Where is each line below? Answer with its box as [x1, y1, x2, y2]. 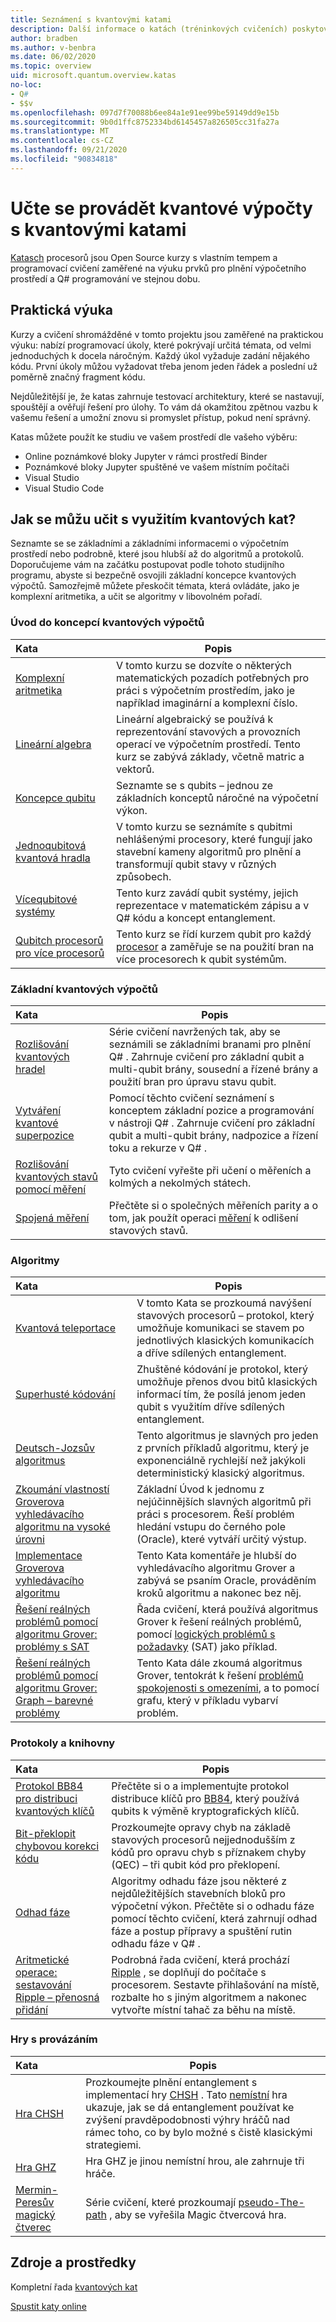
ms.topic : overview [10, 61, 92, 71]
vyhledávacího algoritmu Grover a [136, 1561, 296, 1575]
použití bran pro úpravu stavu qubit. [108, 1074, 277, 1088]
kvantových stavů [15, 1169, 99, 1183]
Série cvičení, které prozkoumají [85, 2195, 237, 2209]
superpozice [15, 1128, 75, 1142]
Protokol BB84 [15, 1779, 84, 1793]
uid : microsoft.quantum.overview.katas [10, 71, 177, 81]
